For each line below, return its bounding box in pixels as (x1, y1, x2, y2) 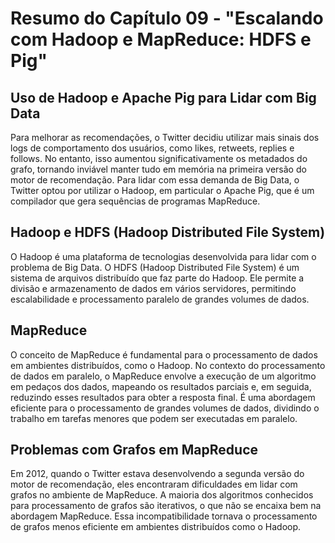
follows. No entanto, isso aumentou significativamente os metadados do (10, 153, 308, 164)
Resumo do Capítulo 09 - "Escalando (10, 7, 324, 30)
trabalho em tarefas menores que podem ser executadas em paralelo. (10, 412, 298, 424)
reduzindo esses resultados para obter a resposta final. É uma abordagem (10, 391, 316, 403)
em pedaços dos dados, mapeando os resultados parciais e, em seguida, (10, 380, 312, 392)
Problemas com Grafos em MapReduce (10, 442, 259, 459)
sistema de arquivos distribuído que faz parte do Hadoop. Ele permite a (10, 272, 305, 284)
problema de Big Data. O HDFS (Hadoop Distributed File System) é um (10, 261, 300, 273)
